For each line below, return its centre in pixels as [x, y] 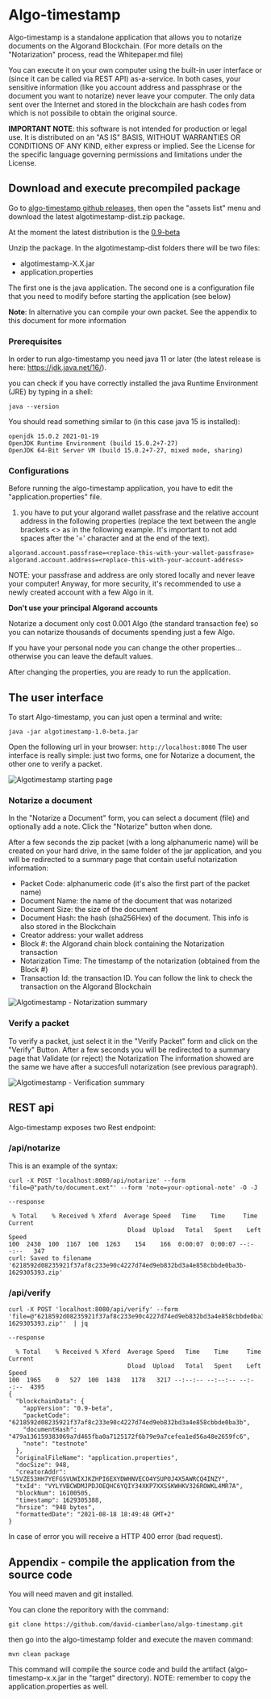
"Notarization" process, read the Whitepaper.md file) [96, 54]
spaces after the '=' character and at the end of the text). [115, 538]
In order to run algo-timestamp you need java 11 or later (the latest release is [135, 359]
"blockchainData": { [50, 1402]
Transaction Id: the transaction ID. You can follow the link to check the [136, 978]
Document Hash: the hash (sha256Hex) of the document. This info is [134, 918]
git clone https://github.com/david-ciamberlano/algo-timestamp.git [126, 1624]
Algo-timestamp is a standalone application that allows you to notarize [125, 37]
